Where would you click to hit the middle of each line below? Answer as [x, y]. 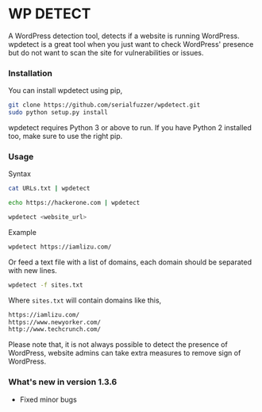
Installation [31, 73]
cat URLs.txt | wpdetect [49, 189]
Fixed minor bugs [48, 399]
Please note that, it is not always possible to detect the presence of [118, 345]
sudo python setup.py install [58, 113]
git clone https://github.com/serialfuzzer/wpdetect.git [104, 105]
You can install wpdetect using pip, [65, 90]
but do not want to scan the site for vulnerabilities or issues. [106, 52]
